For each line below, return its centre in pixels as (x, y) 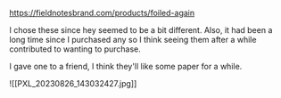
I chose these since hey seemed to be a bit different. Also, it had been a (141, 30)
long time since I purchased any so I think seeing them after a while (133, 40)
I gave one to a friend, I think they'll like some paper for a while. (126, 66)
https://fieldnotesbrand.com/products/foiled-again (102, 13)
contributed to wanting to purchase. (75, 49)
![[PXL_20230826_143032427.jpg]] (73, 83)
